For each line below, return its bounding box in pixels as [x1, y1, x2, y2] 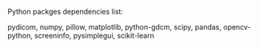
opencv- [222, 22, 251, 31]
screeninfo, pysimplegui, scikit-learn [34, 31, 155, 40]
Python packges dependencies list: [7, 7, 123, 16]
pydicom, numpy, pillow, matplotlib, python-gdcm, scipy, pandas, [7, 22, 221, 31]
